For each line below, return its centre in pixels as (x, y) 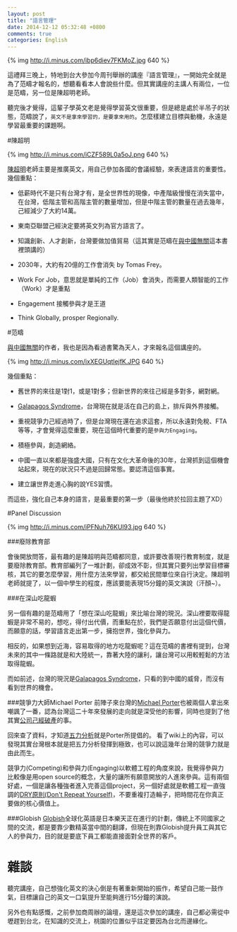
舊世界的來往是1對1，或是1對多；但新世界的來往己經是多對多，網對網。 (120, 391)
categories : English (38, 40)
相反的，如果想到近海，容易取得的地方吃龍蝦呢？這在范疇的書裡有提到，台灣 (119, 646)
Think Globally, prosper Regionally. (68, 318)
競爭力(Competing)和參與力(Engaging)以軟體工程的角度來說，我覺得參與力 (116, 768)
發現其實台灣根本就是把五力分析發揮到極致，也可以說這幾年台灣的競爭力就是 (119, 744)
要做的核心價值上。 (35, 803)
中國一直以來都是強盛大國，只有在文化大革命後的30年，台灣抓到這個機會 (123, 460)
